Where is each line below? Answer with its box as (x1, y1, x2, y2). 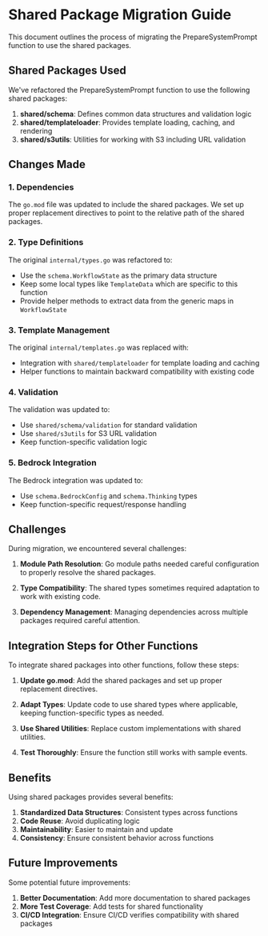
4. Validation (8, 386, 58, 398)
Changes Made (8, 158, 86, 171)
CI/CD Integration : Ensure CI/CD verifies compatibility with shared (19, 910, 239, 919)
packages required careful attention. (19, 616, 141, 626)
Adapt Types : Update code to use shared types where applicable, (19, 700, 238, 710)
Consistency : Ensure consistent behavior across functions (19, 834, 214, 843)
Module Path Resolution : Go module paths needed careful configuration (19, 559, 260, 569)
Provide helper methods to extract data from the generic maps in (19, 296, 234, 306)
